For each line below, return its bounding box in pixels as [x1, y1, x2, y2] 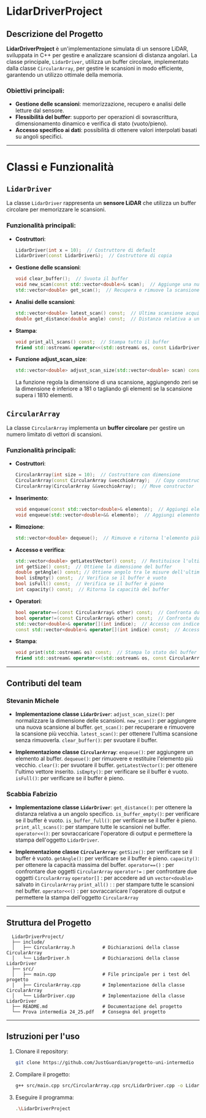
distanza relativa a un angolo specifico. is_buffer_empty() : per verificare [15, 810, 200, 818]
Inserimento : [15, 494, 49, 502]
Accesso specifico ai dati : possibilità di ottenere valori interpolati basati [15, 126, 197, 134]
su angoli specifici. [15, 133, 63, 141]
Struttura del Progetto [6, 917, 92, 928]
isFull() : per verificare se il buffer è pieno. [15, 774, 125, 782]
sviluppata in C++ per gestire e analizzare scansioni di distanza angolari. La [6, 52, 197, 59]
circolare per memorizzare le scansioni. [6, 206, 106, 213]
